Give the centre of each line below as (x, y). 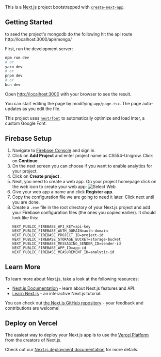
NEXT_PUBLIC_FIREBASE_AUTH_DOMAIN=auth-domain (60, 231)
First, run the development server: (39, 49)
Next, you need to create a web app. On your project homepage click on (84, 181)
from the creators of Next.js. (33, 340)
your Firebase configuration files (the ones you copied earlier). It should (84, 212)
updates (13, 109)
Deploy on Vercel (32, 323)
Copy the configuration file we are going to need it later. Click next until (83, 197)
